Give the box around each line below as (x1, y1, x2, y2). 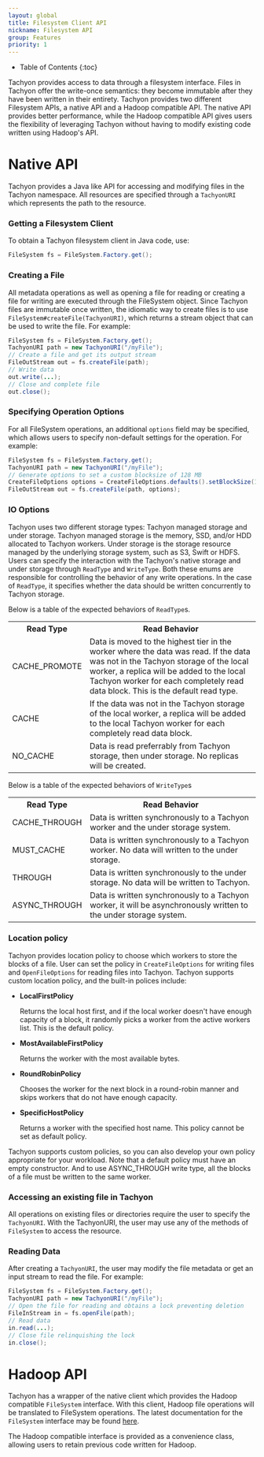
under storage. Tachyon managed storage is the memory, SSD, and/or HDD (8, 530, 252, 540)
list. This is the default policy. (19, 1023, 114, 1032)
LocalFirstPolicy (19, 991, 74, 1001)
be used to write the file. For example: (8, 321, 131, 331)
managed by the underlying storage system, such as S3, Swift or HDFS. (8, 547, 240, 556)
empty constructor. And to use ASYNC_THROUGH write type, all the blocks (8, 1163, 251, 1173)
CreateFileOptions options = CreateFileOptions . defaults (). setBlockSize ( (8, 478, 255, 486)
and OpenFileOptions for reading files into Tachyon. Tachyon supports (8, 967, 234, 977)
